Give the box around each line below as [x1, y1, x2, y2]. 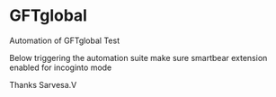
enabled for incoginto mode [9, 62, 112, 73]
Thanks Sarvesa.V [9, 79, 77, 90]
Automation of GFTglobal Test [9, 35, 120, 46]
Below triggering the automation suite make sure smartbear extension [9, 52, 268, 63]
